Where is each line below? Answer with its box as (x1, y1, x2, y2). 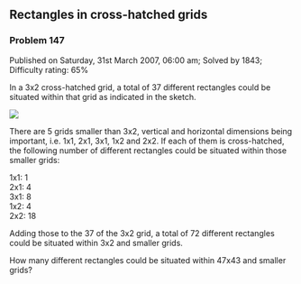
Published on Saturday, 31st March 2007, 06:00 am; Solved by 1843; (9, 54, 263, 66)
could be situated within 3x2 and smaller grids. (9, 237, 183, 248)
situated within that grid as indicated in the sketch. (9, 91, 196, 102)
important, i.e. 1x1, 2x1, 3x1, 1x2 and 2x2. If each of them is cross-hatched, (9, 135, 285, 146)
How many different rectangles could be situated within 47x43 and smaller (9, 254, 287, 265)
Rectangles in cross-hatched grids (9, 7, 208, 23)
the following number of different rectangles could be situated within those (9, 144, 287, 156)
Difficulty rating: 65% (9, 64, 88, 75)
